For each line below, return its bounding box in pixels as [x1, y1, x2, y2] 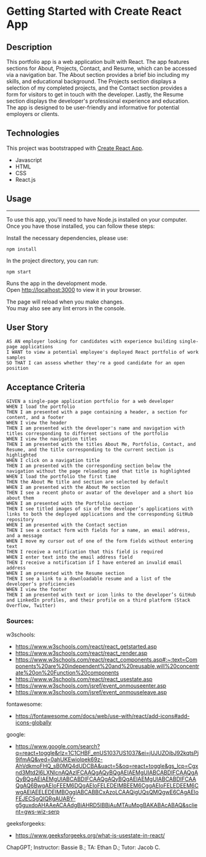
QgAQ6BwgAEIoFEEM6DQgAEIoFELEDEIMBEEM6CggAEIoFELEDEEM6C [15, 781, 199, 789]
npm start [6, 268, 32, 275]
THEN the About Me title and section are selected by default [6, 479, 169, 485]
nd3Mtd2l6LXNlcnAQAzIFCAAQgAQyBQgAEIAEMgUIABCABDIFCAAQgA [15, 769, 198, 776]
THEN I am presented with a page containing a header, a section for [6, 409, 188, 415]
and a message [6, 533, 43, 539]
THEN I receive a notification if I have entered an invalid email [6, 560, 183, 566]
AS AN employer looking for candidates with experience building [6, 338, 177, 345]
